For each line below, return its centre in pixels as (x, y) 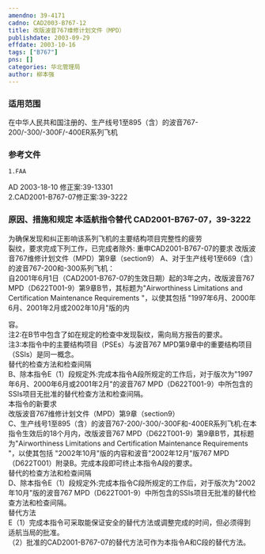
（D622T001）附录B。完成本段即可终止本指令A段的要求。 (102, 463)
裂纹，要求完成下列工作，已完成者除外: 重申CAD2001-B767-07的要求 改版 (129, 248)
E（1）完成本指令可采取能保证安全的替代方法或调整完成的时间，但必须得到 (130, 522)
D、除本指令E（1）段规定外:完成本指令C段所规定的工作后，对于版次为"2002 (132, 483)
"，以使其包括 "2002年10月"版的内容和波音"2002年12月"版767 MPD (119, 453)
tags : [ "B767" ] (33, 52)
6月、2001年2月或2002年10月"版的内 (69, 307)
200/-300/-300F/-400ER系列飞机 (63, 132)
